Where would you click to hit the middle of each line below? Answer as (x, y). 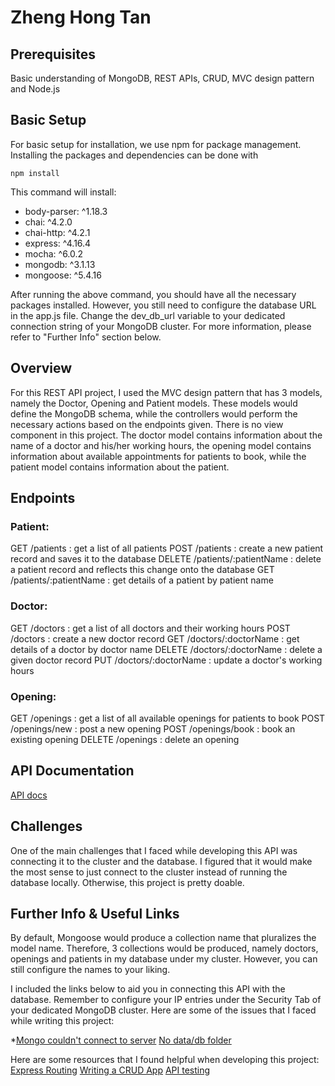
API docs (29, 795)
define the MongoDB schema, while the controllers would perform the (154, 413)
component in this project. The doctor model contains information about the (166, 435)
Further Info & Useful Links (95, 913)
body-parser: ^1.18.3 (66, 211)
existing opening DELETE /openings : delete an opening (125, 739)
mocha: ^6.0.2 (54, 253)
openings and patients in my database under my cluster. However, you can (164, 959)
